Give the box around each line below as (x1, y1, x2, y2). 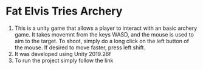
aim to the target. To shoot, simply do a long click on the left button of (14, 37, 190, 44)
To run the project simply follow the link (14, 57, 114, 64)
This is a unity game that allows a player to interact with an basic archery (14, 24, 198, 32)
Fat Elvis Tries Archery (5, 4, 123, 18)
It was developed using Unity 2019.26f (14, 50, 111, 57)
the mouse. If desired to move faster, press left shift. (14, 44, 145, 51)
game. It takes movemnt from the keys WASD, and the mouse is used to (14, 30, 194, 38)
